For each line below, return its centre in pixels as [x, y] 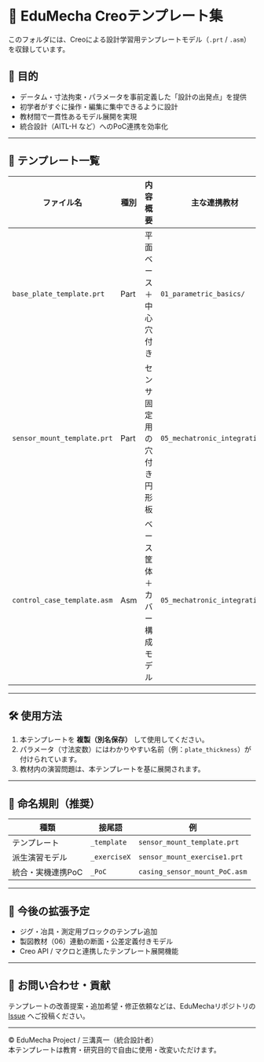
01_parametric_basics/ [203, 294]
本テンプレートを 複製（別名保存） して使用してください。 [114, 740]
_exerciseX [110, 857]
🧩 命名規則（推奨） [54, 803]
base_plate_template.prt [59, 294]
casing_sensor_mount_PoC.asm [193, 872]
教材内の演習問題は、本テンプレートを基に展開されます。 [112, 769]
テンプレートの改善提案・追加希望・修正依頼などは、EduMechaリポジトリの [132, 1005]
